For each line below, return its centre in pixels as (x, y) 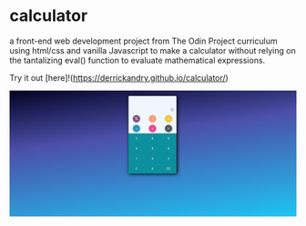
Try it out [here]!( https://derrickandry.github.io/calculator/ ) (119, 77)
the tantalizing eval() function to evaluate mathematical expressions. (138, 60)
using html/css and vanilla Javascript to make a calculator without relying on (153, 50)
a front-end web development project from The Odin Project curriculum (143, 41)
